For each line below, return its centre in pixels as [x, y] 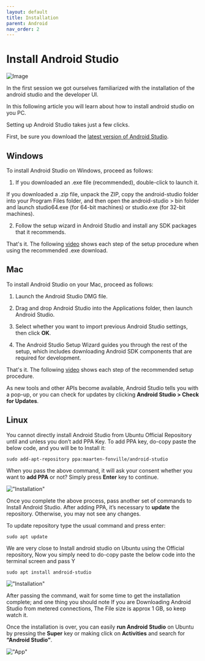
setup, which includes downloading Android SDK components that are [104, 351]
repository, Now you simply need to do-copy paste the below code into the [101, 555]
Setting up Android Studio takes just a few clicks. [68, 125]
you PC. [16, 113]
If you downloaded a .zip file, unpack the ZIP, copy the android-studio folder [102, 194]
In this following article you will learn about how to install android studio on [100, 106]
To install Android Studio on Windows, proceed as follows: [80, 171]
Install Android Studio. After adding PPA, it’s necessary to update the [93, 507]
